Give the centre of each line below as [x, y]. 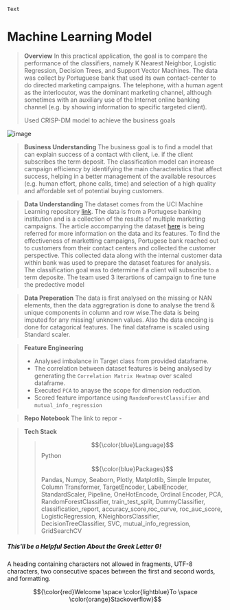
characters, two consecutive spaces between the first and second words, [111, 571]
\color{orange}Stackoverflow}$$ [115, 599]
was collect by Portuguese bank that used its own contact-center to [120, 78]
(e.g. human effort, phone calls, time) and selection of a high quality [120, 183]
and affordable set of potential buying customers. [94, 190]
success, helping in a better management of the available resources [120, 176]
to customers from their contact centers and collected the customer [120, 248]
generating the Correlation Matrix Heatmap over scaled [113, 375]
